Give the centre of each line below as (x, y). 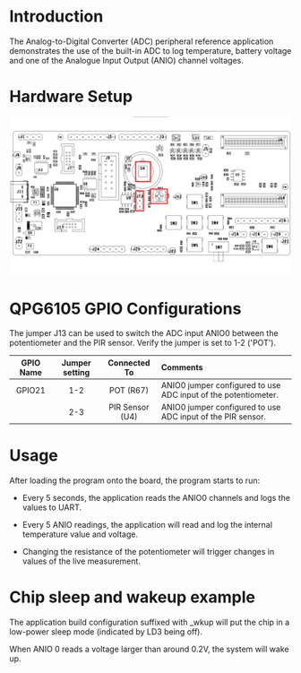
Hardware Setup (71, 97)
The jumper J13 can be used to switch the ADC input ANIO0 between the (144, 333)
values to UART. (52, 507)
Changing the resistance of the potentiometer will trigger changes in (148, 551)
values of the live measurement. (82, 561)
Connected (129, 362)
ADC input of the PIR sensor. (214, 417)
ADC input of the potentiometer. (220, 395)
